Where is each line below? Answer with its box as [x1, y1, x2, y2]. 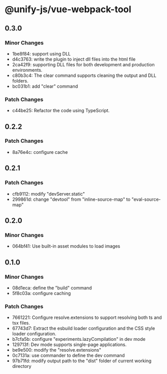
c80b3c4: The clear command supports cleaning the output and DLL [12, 72, 156, 78]
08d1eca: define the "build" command [12, 284, 92, 291]
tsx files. [12, 320, 30, 326]
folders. [12, 77, 29, 84]
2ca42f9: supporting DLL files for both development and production [12, 61, 155, 67]
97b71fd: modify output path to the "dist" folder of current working [12, 358, 152, 364]
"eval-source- [131, 196, 161, 202]
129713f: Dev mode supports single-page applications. [12, 341, 127, 348]
